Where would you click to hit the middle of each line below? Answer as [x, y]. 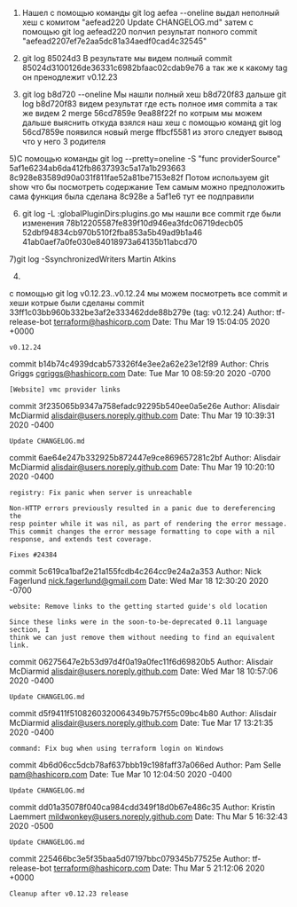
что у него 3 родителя [64, 142]
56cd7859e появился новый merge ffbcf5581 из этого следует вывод [152, 132]
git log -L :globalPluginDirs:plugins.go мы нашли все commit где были [152, 213]
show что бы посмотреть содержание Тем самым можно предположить [147, 187]
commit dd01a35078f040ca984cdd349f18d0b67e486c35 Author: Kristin [142, 807]
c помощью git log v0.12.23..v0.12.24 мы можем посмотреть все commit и [148, 293]
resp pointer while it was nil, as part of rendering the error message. [148, 524]
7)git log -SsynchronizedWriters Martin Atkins [93, 259]
